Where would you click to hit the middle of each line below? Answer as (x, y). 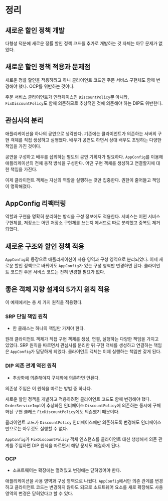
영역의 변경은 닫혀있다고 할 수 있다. (39, 493)
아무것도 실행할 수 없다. (45, 428)
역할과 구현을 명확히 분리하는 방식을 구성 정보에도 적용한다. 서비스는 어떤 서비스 (83, 217)
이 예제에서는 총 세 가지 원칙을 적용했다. (44, 302)
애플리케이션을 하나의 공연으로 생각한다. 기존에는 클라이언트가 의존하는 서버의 (81, 133)
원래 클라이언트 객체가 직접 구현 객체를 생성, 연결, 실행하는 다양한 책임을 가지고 (82, 339)
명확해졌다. (21, 186)
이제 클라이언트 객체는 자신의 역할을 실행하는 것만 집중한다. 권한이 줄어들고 (78, 180)
